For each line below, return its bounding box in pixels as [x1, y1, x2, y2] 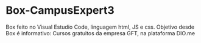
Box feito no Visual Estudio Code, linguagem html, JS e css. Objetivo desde [5, 23, 195, 30]
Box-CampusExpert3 [5, 4, 115, 17]
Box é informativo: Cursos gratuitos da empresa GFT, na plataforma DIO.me [5, 29, 196, 36]
